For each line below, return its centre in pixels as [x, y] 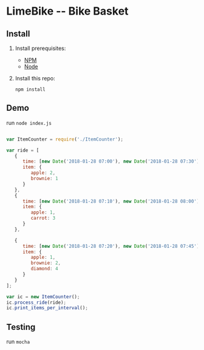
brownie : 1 [45, 179]
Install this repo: [35, 78]
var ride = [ [23, 150]
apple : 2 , [43, 173]
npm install [30, 89]
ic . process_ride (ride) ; [36, 303]
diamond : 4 [45, 269]
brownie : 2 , [46, 263]
